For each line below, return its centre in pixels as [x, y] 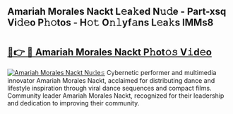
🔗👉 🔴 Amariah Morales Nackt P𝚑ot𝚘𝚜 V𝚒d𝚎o [109, 52]
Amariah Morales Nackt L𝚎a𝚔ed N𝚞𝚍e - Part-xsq [117, 12]
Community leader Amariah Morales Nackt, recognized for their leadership [116, 96]
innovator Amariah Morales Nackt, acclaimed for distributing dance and [111, 80]
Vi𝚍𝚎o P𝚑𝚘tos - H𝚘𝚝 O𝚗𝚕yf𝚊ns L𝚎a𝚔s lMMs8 [110, 23]
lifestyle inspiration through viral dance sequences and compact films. [109, 88]
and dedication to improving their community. [73, 103]
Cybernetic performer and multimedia [162, 73]
